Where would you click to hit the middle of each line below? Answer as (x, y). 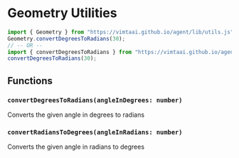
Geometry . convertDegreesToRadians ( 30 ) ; (67, 38)
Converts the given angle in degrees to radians (76, 115)
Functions (30, 81)
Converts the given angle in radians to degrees (76, 147)
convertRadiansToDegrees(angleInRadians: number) (95, 132)
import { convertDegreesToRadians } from (70, 52)
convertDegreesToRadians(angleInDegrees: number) (95, 100)
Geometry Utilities (62, 13)
